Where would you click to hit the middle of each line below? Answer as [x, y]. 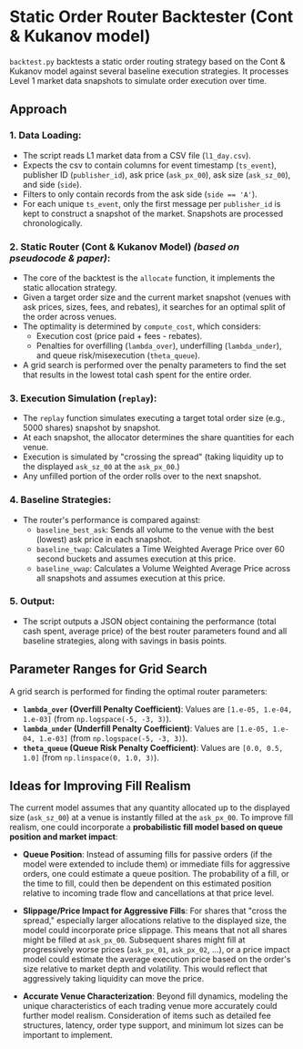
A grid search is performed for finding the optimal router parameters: [139, 691]
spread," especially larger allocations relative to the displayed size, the [154, 920]
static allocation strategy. [70, 287]
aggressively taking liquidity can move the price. [113, 979]
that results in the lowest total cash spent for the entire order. [137, 375]
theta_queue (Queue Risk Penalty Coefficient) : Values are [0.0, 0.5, [153, 747]
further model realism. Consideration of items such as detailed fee [146, 1016]
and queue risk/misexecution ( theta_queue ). [118, 355]
